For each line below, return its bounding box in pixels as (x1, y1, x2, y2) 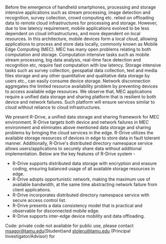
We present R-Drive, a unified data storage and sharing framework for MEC (5, 114, 160, 120)
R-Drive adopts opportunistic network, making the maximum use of (12, 176, 151, 182)
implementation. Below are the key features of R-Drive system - (5, 151, 136, 157)
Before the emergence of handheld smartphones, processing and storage (5, 4, 156, 10)
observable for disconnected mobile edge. (12, 208, 100, 214)
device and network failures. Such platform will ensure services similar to (5, 99, 155, 105)
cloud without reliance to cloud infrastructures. (5, 104, 101, 110)
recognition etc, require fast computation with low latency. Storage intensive (5, 62, 162, 68)
